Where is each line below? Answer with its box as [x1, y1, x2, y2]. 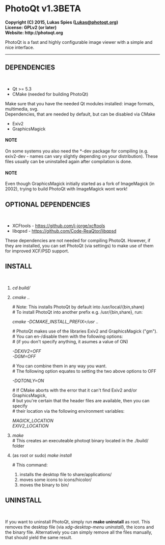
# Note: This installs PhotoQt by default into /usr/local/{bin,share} [12, 303, 145, 310]
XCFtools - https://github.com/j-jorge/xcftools [12, 222, 106, 229]
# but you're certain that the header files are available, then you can [12, 397, 150, 403]
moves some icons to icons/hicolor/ [19, 477, 92, 483]
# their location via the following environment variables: [12, 408, 125, 414]
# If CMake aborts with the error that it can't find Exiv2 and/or [12, 387, 137, 393]
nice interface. [5, 44, 34, 50]
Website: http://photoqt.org [5, 30, 63, 35]
